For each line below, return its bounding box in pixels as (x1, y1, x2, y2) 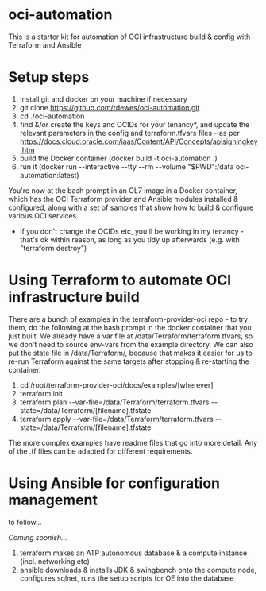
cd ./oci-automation (19, 111, 85, 121)
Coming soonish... (8, 532, 67, 542)
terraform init (19, 388, 64, 398)
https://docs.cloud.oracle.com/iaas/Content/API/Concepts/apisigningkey (19, 137, 258, 146)
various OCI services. (8, 211, 79, 220)
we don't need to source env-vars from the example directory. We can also (8, 339, 254, 349)
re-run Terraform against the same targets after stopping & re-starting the (8, 356, 250, 366)
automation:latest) (19, 170, 79, 180)
